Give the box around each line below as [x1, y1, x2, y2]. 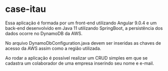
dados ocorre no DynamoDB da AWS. [5, 30, 82, 36]
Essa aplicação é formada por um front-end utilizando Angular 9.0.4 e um [5, 20, 157, 26]
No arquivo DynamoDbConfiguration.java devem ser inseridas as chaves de [5, 40, 161, 46]
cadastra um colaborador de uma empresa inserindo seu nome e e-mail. [5, 60, 154, 66]
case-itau [5, 3, 46, 15]
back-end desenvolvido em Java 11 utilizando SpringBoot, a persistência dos [5, 25, 163, 31]
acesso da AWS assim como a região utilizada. [5, 45, 101, 51]
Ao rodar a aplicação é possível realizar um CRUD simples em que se [5, 55, 148, 61]
